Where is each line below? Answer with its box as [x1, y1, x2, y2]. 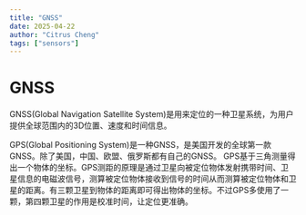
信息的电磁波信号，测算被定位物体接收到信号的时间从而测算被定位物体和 [16, 173, 289, 184]
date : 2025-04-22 [9, 22, 76, 31]
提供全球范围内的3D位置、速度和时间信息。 [9, 120, 172, 132]
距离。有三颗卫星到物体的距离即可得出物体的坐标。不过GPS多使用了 [25, 185, 281, 196]
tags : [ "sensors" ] [9, 38, 79, 48]
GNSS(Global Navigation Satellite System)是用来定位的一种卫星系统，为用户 [9, 109, 294, 120]
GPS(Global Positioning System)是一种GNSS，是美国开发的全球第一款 [9, 140, 271, 151]
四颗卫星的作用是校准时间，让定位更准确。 [33, 196, 193, 207]
